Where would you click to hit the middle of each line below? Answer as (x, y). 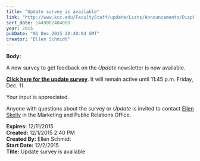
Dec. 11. (15, 86)
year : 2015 (20, 28)
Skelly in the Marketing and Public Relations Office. (69, 115)
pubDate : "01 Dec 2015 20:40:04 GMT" (53, 34)
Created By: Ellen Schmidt (39, 139)
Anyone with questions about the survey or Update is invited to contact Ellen (100, 108)
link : (13, 17)
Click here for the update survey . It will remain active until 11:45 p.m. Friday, (100, 79)
